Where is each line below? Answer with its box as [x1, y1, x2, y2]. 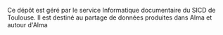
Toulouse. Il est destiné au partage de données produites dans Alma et [7, 13, 212, 22]
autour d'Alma [7, 21, 48, 29]
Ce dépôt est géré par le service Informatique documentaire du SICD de [7, 6, 216, 14]
